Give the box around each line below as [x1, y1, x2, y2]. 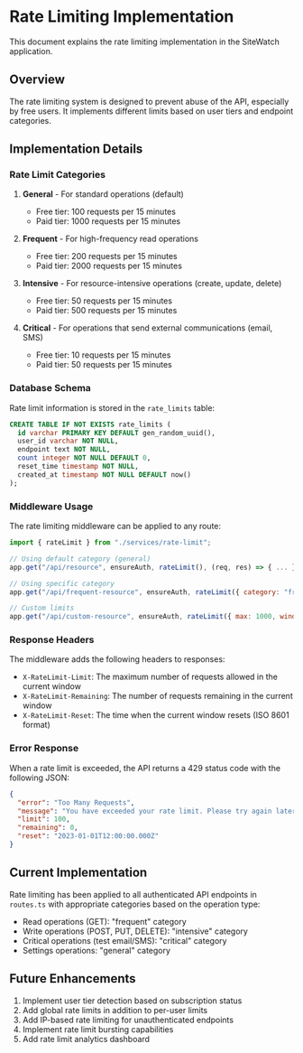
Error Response [9, 742, 79, 755]
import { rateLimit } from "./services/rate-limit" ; [9, 538, 212, 547]
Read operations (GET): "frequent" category [22, 916, 187, 927]
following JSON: [9, 772, 69, 783]
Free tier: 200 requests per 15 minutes [35, 251, 178, 262]
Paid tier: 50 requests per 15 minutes [35, 359, 173, 370]
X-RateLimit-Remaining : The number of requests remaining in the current [22, 691, 293, 702]
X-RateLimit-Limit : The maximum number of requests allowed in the [22, 671, 278, 683]
